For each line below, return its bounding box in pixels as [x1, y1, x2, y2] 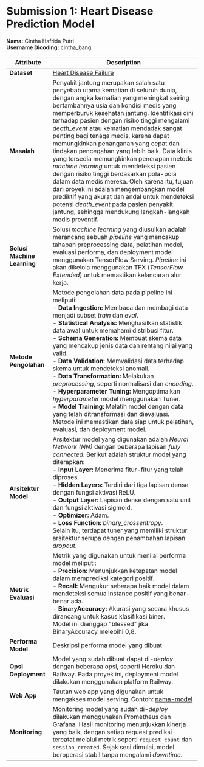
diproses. [52, 473, 80, 481]
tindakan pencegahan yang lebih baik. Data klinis [52, 147, 192, 155]
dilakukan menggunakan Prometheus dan [52, 712, 171, 721]
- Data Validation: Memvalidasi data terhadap [52, 356, 184, 365]
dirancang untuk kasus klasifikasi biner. [52, 612, 166, 620]
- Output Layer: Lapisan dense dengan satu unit [52, 496, 191, 504]
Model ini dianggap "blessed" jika [52, 619, 149, 628]
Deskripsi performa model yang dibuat [52, 640, 163, 649]
